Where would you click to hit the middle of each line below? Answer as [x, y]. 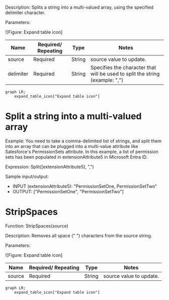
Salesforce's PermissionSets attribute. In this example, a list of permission [82, 152]
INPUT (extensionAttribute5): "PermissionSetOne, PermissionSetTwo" [85, 186]
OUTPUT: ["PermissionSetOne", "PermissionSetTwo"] [68, 191]
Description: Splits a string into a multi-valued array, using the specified [79, 7]
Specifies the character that [123, 67]
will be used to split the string [125, 74]
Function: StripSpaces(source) [37, 226]
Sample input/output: [27, 176]
